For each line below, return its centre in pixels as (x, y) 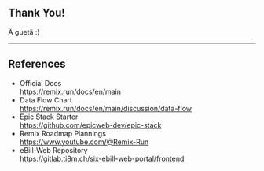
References (37, 64)
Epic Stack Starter (49, 117)
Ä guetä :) (24, 32)
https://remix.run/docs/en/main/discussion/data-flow (106, 108)
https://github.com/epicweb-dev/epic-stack (90, 125)
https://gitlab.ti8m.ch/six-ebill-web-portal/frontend (102, 158)
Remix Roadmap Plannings (62, 133)
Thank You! (37, 13)
